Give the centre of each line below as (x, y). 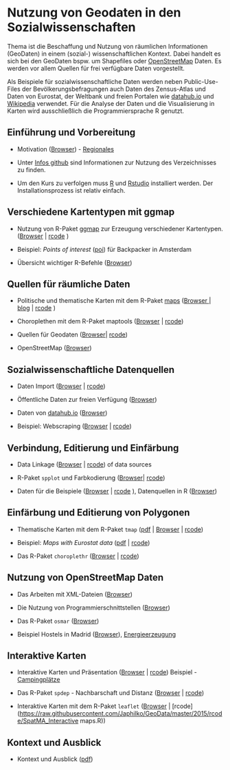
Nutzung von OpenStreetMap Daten (85, 578)
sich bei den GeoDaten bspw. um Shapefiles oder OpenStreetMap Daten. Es (114, 61)
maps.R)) (93, 721)
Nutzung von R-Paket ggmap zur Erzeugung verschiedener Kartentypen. (120, 228)
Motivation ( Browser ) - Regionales (66, 149)
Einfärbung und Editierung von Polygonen (99, 513)
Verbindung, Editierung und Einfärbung (93, 448)
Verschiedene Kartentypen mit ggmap (91, 212)
